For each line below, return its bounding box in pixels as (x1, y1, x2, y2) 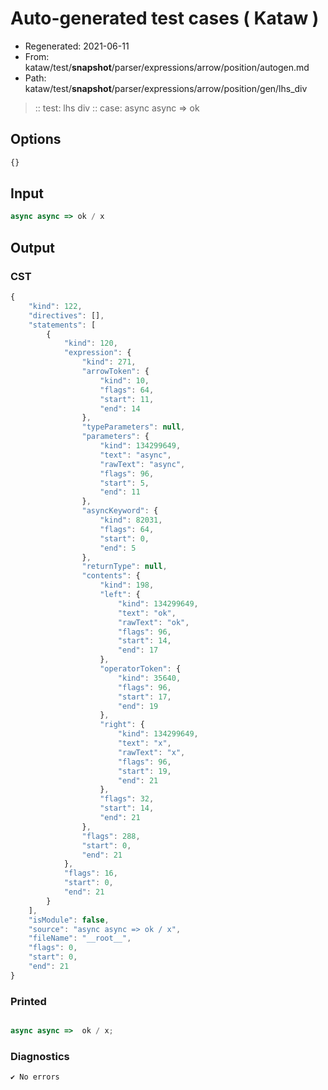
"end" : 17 (117, 645, 159, 656)
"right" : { (99, 720, 145, 730)
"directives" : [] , (28, 310, 105, 321)
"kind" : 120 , (63, 338, 118, 349)
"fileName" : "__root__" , (28, 933, 132, 944)
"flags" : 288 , (81, 831, 141, 841)
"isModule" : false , (28, 915, 110, 925)
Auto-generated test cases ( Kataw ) (10, 7, 320, 30)
